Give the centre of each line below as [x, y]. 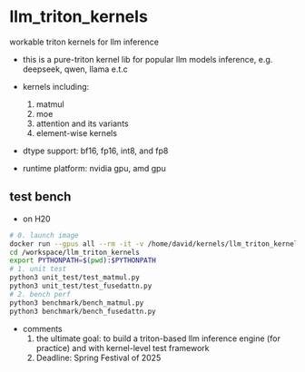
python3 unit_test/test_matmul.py [75, 278]
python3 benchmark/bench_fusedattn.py [83, 311]
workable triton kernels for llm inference [84, 42]
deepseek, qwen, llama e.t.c [75, 69]
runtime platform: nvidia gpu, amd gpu [94, 168]
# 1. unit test [38, 269]
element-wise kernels [77, 132]
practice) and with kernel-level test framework [123, 348]
